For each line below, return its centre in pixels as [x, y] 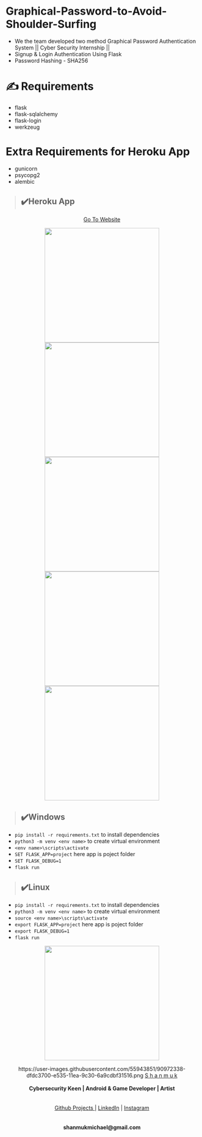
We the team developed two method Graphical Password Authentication [105, 41]
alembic [24, 181]
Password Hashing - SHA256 [51, 60]
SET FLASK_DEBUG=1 [38, 861]
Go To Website [102, 219]
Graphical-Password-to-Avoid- [86, 11]
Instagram [137, 1108]
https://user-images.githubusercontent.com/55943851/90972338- [102, 1069]
